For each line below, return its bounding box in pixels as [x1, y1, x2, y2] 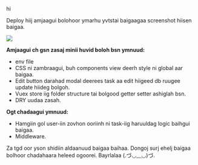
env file [15, 58, 34, 65]
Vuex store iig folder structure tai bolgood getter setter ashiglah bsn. [15, 90, 186, 97]
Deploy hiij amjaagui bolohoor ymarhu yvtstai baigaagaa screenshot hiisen [6, 17, 192, 24]
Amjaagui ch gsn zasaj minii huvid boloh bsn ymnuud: [6, 47, 145, 53]
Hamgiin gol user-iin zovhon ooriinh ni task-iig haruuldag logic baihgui [15, 120, 190, 127]
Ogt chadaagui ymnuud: [6, 108, 68, 115]
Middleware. [15, 133, 47, 140]
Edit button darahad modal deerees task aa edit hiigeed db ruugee [15, 77, 180, 84]
